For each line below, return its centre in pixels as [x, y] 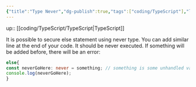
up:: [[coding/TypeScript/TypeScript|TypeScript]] [65, 28]
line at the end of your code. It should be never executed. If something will [95, 46]
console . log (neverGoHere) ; [39, 74]
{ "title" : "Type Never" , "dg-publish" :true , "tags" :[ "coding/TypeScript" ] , [96, 11]
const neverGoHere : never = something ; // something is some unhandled [95, 68]
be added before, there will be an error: [53, 52]
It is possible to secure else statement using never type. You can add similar [97, 39]
